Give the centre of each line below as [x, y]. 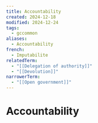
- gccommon [24, 33]
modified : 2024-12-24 [32, 22]
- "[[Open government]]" [41, 83]
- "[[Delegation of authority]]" [52, 66]
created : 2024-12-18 [31, 17]
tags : [13, 28]
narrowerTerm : [23, 77]
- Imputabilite [30, 55]
